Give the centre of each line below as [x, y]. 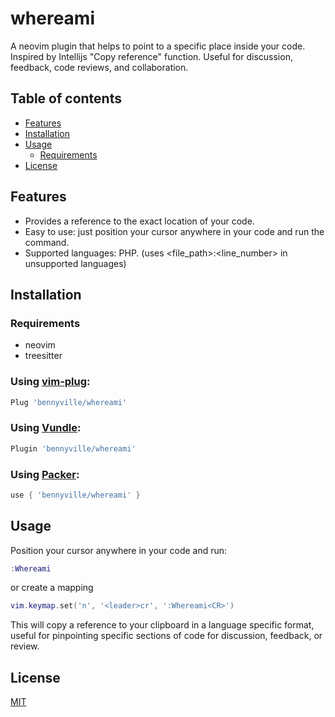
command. [47, 242]
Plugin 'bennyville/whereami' [73, 448]
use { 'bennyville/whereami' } [75, 495]
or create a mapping [52, 588]
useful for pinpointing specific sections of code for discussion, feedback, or [166, 636]
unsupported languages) [75, 263]
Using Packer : [45, 474]
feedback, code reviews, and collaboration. [99, 67]
